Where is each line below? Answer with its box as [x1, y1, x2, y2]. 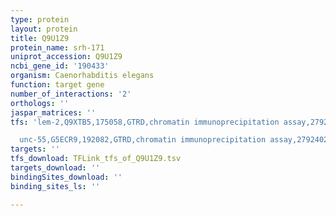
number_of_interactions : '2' [10, 89, 132, 99]
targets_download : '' [10, 163, 101, 173]
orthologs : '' [10, 98, 70, 108]
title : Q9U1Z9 [10, 33, 70, 43]
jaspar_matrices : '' [10, 107, 97, 118]
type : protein [10, 14, 70, 25]
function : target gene [10, 80, 105, 90]
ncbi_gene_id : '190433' [10, 61, 110, 71]
